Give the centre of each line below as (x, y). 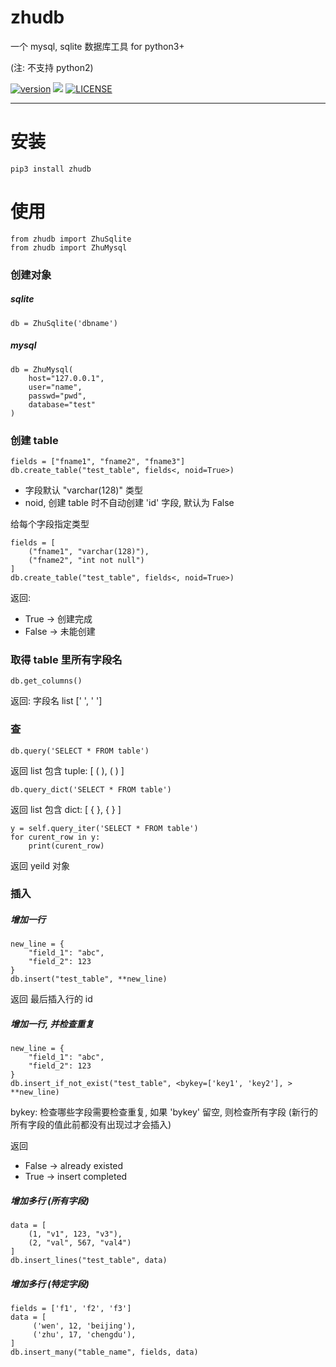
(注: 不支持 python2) (52, 67)
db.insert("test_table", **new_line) (89, 979)
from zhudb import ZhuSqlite (71, 239)
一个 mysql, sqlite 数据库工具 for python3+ (97, 46)
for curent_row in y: (55, 837)
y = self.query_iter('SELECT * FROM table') (104, 828)
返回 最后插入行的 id (51, 999)
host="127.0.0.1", (66, 378)
